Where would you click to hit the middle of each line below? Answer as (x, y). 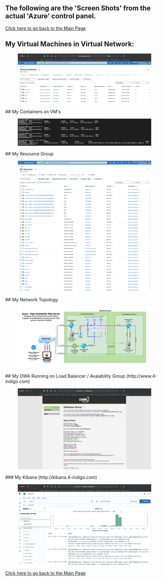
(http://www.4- (142, 376)
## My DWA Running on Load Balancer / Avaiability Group (65, 376)
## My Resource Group (29, 153)
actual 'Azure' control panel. (51, 16)
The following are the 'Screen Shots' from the (78, 8)
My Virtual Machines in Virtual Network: (70, 44)
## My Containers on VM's (33, 112)
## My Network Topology (32, 299)
